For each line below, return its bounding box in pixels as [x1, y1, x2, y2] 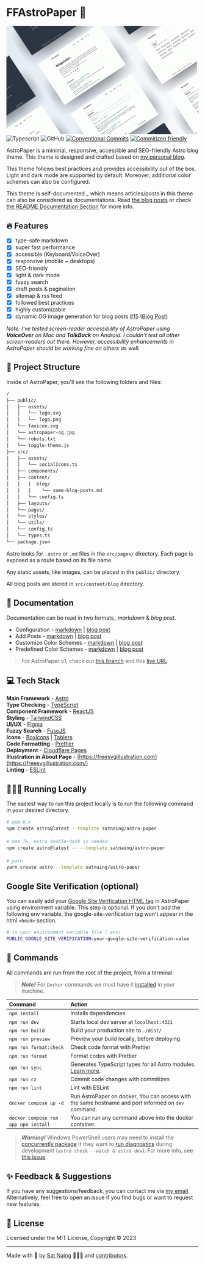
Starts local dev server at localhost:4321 [70, 1018, 173, 1025]
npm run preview [9, 1036, 51, 1043]
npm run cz [9, 1077, 37, 1083]
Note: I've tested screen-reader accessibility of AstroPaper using [6, 325, 170, 332]
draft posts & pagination [15, 285, 76, 292]
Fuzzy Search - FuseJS [6, 727, 66, 734]
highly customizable [15, 305, 66, 313]
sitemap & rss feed [15, 292, 63, 299]
